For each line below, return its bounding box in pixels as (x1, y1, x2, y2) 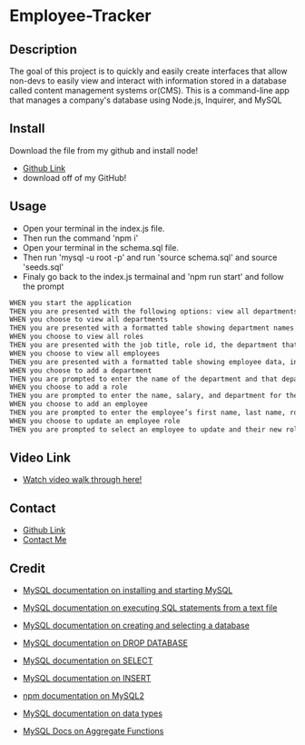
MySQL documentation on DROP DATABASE (22, 638, 189, 649)
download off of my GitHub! (22, 172, 127, 183)
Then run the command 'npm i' (22, 233, 139, 243)
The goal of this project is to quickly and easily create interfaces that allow (9, 65, 288, 76)
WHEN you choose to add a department (9, 365, 152, 375)
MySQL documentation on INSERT (22, 673, 152, 684)
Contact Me (22, 534, 67, 545)
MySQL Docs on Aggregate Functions (22, 726, 164, 737)
